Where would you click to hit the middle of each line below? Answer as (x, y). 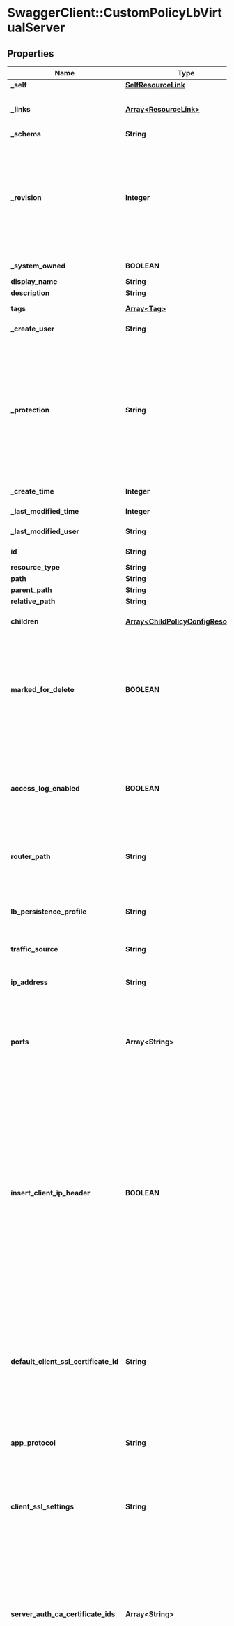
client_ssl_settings (42, 1506)
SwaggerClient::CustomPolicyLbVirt (115, 13)
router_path (31, 856)
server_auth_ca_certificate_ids (63, 1614)
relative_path (33, 601)
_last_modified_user (45, 531)
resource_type (36, 567)
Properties (31, 53)
